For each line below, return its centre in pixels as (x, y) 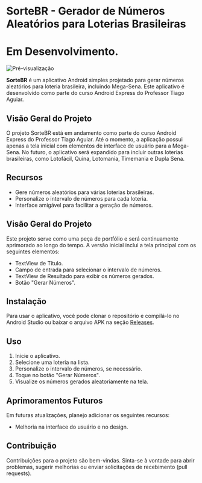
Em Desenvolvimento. (62, 52)
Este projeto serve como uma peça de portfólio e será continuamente (93, 238)
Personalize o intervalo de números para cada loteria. (81, 198)
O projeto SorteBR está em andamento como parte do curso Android (91, 133)
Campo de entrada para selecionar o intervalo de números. (88, 270)
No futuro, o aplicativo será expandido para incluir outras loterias (103, 152)
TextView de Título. (39, 263)
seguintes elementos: (33, 251)
